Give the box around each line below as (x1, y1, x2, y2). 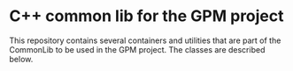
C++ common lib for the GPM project (9, 6, 285, 26)
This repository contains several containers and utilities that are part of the (9, 35, 281, 46)
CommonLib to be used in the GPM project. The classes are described (9, 44, 266, 54)
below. (9, 53, 34, 64)
